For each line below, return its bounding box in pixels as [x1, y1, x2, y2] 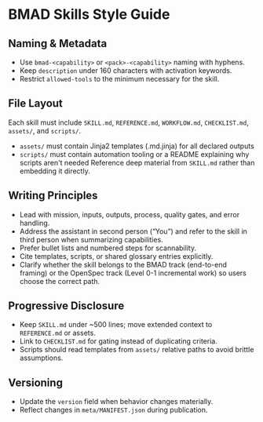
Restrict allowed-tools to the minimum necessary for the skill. [19, 75, 220, 83]
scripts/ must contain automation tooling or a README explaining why [19, 149, 250, 158]
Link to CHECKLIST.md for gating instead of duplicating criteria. [19, 337, 217, 346]
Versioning [8, 376, 63, 389]
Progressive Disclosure [8, 300, 125, 313]
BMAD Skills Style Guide [8, 5, 170, 24]
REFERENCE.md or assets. [19, 328, 96, 338]
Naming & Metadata [8, 37, 108, 50]
